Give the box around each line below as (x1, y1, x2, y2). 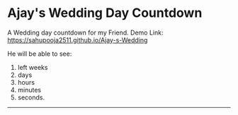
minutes (17, 85, 41, 94)
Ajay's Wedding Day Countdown (7, 5, 203, 21)
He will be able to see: (7, 49, 72, 58)
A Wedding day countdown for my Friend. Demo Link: (7, 28, 164, 37)
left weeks (17, 63, 48, 71)
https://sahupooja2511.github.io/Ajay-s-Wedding (7, 35, 148, 44)
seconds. (17, 93, 45, 102)
